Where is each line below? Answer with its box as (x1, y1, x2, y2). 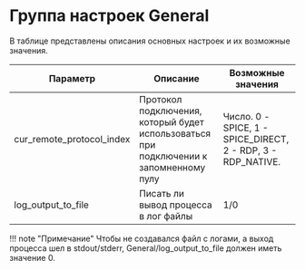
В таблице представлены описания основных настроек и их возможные (9, 35, 290, 46)
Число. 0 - (222, 110, 271, 122)
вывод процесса (139, 198, 212, 211)
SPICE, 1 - (222, 121, 270, 134)
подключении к (139, 149, 208, 162)
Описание (153, 72, 200, 84)
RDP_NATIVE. (222, 155, 281, 168)
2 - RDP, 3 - (222, 144, 278, 157)
